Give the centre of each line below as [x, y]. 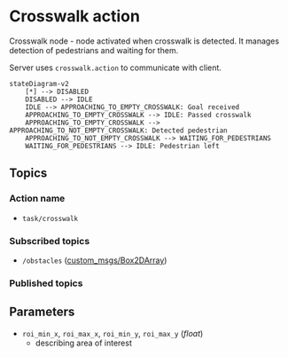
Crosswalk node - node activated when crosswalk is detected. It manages [144, 41]
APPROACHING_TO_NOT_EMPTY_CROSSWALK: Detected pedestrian [118, 131]
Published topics [46, 283]
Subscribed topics [50, 241]
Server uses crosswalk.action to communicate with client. [115, 67]
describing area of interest [84, 343]
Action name [37, 199]
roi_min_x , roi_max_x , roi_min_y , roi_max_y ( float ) [113, 333]
